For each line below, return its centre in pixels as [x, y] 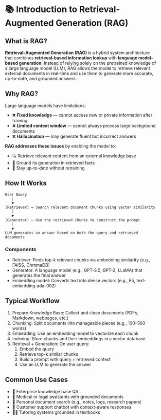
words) [19, 328]
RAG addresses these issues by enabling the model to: [61, 146]
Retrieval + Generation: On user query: [51, 344]
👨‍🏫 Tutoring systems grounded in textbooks [56, 412]
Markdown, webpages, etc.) [40, 318]
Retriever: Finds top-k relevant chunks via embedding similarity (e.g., [81, 260]
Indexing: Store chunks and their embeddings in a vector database [79, 338]
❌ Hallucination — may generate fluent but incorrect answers [74, 136]
